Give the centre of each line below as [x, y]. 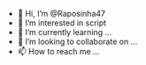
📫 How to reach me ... [58, 51]
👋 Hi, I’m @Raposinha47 [61, 14]
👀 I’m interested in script [62, 23]
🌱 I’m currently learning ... [65, 32]
